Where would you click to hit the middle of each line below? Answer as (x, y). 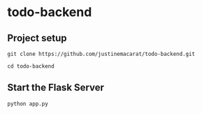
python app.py (28, 104)
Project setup (37, 38)
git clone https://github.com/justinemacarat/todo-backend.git (101, 54)
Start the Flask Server (56, 88)
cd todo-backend (31, 66)
